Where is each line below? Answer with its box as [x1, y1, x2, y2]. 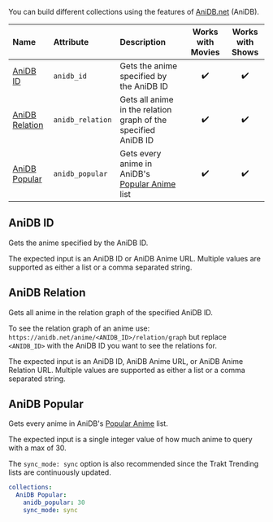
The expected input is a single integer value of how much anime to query [8, 435, 253, 445]
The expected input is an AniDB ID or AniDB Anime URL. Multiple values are [8, 253, 262, 263]
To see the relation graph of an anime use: [8, 323, 150, 333]
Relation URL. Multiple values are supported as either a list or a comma [8, 365, 245, 375]
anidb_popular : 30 [23, 498, 85, 507]
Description [119, 37, 167, 47]
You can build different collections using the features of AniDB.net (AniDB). [8, 7, 260, 16]
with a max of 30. [8, 443, 67, 453]
